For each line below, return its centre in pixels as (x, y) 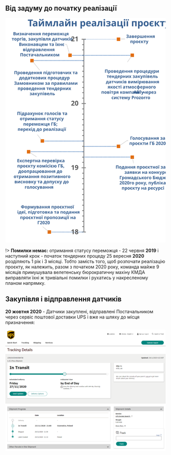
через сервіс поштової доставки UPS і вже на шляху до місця (73, 317)
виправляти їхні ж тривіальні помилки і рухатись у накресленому (77, 278)
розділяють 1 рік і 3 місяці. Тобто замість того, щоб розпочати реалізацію (85, 261)
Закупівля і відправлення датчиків (64, 299)
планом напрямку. (25, 283)
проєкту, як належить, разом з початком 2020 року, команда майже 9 (82, 267)
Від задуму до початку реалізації (61, 8)
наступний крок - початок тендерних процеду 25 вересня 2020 (75, 256)
